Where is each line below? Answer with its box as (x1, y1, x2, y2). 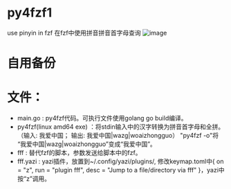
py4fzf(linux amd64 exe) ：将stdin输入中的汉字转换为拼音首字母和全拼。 (17, 123, 225, 131)
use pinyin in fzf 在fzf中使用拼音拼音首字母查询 (7, 28, 141, 37)
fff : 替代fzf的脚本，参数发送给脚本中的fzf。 (17, 149, 142, 157)
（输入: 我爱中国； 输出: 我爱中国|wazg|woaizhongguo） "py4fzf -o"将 (17, 132, 219, 140)
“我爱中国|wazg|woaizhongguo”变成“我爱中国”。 (17, 140, 157, 148)
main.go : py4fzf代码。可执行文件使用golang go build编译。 (17, 114, 187, 123)
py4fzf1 (7, 5, 53, 21)
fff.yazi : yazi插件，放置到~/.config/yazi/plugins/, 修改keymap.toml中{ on (17, 157, 224, 165)
